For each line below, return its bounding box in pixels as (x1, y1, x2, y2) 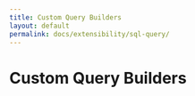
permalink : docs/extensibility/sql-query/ (9, 29, 170, 38)
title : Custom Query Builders (9, 12, 123, 22)
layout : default (9, 21, 70, 30)
